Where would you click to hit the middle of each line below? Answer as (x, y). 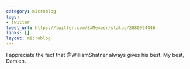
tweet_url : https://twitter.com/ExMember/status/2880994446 (81, 28)
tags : (13, 17)
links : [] (18, 33)
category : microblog (31, 11)
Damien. (16, 61)
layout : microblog (28, 38)
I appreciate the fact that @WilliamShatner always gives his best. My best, (95, 55)
